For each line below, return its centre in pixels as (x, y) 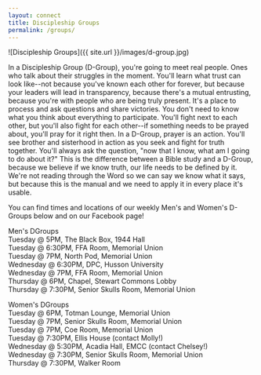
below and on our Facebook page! (89, 216)
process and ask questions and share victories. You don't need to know (123, 109)
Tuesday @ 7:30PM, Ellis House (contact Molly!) (85, 338)
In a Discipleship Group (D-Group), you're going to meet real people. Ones (128, 67)
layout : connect (34, 15)
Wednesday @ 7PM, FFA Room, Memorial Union (85, 273)
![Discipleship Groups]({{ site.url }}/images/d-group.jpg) (99, 53)
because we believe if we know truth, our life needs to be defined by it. (123, 167)
